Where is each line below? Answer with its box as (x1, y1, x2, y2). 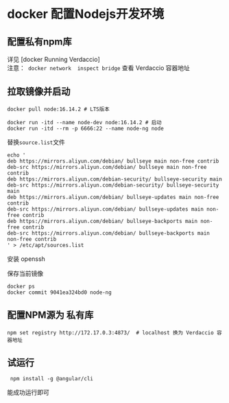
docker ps (7, 283, 36, 290)
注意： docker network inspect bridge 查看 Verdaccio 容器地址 (7, 64, 191, 72)
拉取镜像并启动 (7, 86, 71, 97)
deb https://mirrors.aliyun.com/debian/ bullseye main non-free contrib (7, 157, 219, 165)
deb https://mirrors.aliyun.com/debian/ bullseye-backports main (7, 218, 197, 224)
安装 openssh (7, 255, 46, 263)
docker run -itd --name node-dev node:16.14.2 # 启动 (7, 119, 162, 126)
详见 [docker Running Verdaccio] (7, 56, 101, 63)
